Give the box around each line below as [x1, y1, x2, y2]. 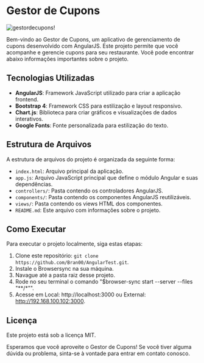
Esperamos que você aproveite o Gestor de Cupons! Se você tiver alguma [6, 343, 192, 351]
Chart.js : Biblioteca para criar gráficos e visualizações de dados [15, 108, 177, 116]
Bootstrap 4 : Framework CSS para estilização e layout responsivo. [15, 102, 183, 109]
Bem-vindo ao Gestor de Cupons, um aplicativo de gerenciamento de [6, 35, 181, 43]
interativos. [15, 115, 44, 122]
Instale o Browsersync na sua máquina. [15, 265, 114, 273]
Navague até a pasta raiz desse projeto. [15, 271, 116, 279]
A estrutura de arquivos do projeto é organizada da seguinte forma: [6, 155, 175, 163]
